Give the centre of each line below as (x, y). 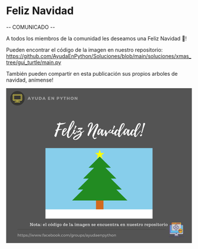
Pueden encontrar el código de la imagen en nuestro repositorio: (85, 50)
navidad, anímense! (30, 80)
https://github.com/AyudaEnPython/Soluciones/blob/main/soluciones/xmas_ (99, 56)
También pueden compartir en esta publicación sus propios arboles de (92, 73)
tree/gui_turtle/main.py (34, 62)
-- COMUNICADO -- (31, 27)
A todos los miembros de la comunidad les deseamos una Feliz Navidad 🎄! (97, 38)
